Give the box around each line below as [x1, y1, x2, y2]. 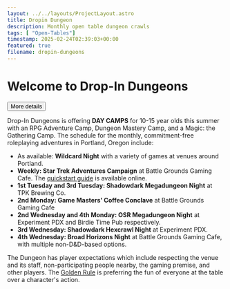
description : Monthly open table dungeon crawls [7, 23, 150, 30]
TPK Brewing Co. [17, 188, 66, 197]
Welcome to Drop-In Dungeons [7, 79, 189, 94]
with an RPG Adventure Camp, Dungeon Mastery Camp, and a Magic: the [7, 124, 215, 132]
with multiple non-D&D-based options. [17, 240, 127, 248]
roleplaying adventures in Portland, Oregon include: [7, 138, 154, 147]
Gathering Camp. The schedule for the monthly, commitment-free [7, 131, 195, 139]
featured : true [7, 42, 51, 49]
